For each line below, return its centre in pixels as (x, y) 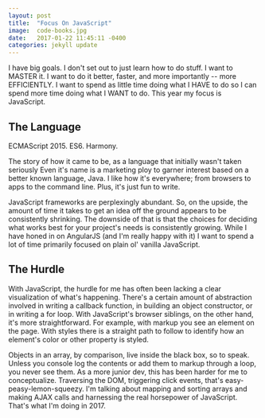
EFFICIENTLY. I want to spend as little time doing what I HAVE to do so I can (132, 85)
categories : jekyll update (53, 45)
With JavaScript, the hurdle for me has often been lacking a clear (115, 288)
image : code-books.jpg (48, 30)
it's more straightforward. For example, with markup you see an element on (131, 322)
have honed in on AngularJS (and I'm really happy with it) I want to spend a (131, 236)
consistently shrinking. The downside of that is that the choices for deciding (133, 219)
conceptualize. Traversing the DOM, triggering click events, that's (116, 380)
